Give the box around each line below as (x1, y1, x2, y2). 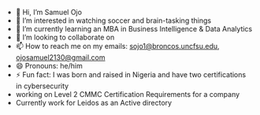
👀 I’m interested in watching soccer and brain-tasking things (15, 16, 211, 25)
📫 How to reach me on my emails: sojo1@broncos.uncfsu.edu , (15, 42, 220, 50)
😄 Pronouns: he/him (15, 61, 83, 70)
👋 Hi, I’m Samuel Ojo (15, 8, 83, 17)
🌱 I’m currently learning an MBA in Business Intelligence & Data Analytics (15, 24, 253, 33)
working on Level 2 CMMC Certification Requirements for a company (15, 90, 240, 98)
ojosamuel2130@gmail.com (15, 53, 106, 62)
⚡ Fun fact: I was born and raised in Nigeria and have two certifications (15, 70, 247, 79)
